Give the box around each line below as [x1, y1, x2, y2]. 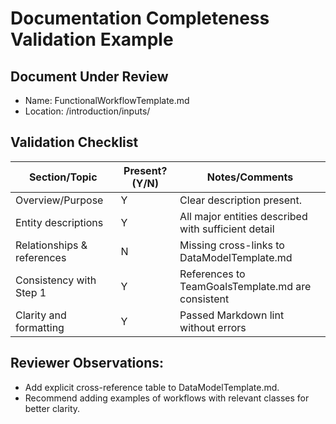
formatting [15, 320, 65, 334]
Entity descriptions [15, 215, 104, 229]
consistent [179, 292, 230, 306]
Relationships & [15, 238, 88, 252]
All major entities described [179, 209, 308, 223]
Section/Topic [28, 170, 98, 184]
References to [179, 267, 246, 281]
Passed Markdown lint [179, 308, 285, 322]
